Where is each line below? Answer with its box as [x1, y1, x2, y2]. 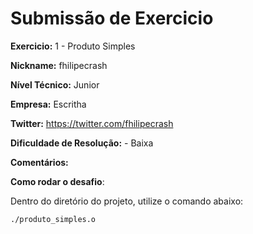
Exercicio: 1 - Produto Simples [10, 40, 136, 52]
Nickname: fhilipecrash [10, 59, 108, 71]
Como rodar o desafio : [10, 175, 105, 187]
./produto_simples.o [10, 214, 97, 224]
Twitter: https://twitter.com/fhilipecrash [10, 117, 174, 129]
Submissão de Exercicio [10, 7, 214, 30]
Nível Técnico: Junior [10, 78, 100, 91]
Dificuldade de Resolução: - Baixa [10, 137, 154, 149]
